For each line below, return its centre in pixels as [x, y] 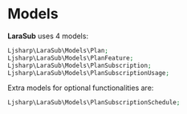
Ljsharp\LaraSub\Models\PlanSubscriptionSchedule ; [94, 103]
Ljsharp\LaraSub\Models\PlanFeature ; [71, 58]
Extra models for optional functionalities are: [81, 88]
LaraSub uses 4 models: [48, 36]
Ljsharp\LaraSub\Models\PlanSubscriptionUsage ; [89, 73]
